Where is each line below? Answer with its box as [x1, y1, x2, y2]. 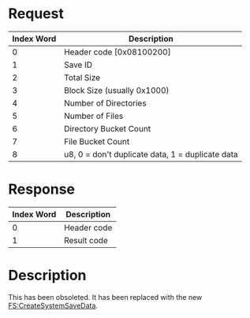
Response [8, 180, 76, 198]
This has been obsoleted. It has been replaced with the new [8, 292, 203, 301]
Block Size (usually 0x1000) [64, 84, 170, 95]
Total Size [64, 72, 101, 83]
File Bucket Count [64, 135, 130, 146]
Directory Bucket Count [64, 123, 151, 134]
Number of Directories [64, 98, 147, 109]
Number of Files [64, 110, 124, 121]
